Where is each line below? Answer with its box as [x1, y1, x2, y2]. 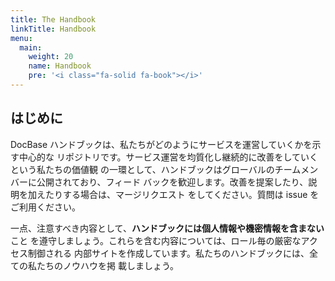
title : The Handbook [10, 14, 97, 25]
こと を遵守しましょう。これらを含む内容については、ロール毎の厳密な [10, 234, 302, 246]
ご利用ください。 [10, 201, 81, 213]
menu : [10, 33, 33, 43]
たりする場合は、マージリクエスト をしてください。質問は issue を [44, 188, 320, 200]
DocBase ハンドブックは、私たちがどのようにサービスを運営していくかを [10, 138, 313, 150]
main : [19, 42, 43, 53]
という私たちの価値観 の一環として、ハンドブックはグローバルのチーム [10, 163, 302, 175]
